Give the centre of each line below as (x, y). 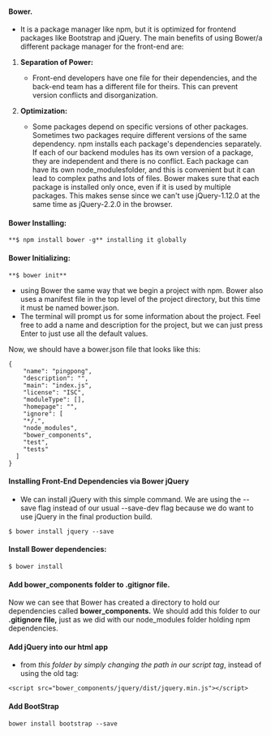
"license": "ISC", (54, 392)
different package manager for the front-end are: (102, 47)
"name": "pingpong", (58, 371)
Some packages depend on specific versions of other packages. (140, 127)
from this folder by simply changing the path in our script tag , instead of (141, 665)
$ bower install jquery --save (61, 532)
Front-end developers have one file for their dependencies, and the (144, 78)
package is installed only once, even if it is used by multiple (131, 187)
